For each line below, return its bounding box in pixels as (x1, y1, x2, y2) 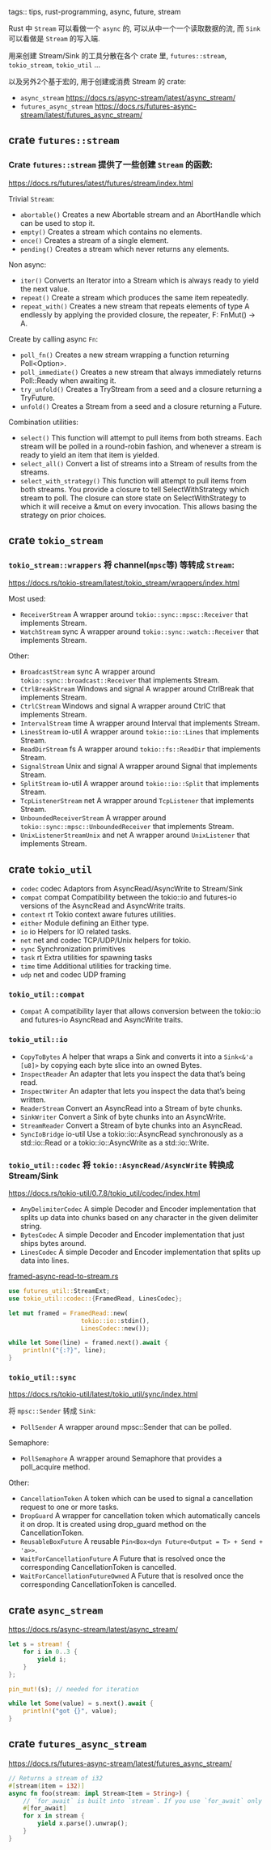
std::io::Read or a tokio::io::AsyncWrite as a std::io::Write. (19, 1138, 210, 1147)
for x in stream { (23, 1812, 85, 1820)
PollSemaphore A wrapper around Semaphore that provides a (19, 1453, 222, 1464)
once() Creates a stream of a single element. (19, 235, 169, 245)
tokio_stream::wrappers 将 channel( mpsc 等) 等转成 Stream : (8, 559, 235, 570)
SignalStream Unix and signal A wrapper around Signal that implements (19, 761, 257, 772)
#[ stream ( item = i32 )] (8, 1781, 85, 1790)
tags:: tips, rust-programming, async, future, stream (8, 7, 181, 16)
